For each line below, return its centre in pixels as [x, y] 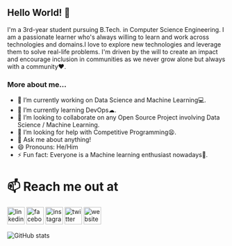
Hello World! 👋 [39, 13]
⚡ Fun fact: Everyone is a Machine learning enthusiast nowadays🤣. [113, 155]
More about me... [37, 84]
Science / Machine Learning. [58, 125]
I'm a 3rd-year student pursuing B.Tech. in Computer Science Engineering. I [116, 29]
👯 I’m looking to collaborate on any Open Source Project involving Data [118, 117]
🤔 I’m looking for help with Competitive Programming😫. [97, 132]
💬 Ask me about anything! [54, 140]
